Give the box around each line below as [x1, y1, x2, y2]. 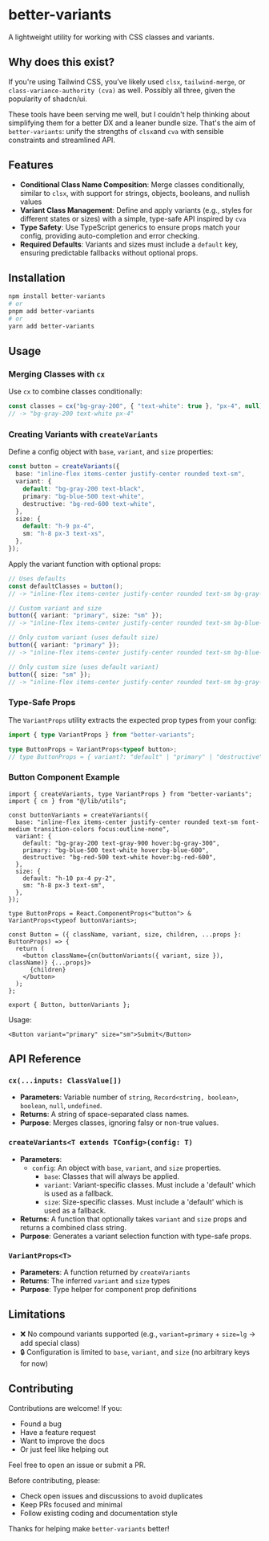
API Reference [8, 1052, 82, 1066]
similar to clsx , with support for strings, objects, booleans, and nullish [19, 188, 251, 198]
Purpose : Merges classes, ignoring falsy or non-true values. [19, 1118, 219, 1127]
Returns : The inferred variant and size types [19, 1275, 171, 1286]
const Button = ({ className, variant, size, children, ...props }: [8, 930, 242, 939]
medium [8, 825, 30, 833]
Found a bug [19, 1419, 62, 1429]
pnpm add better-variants [8, 308, 94, 316]
